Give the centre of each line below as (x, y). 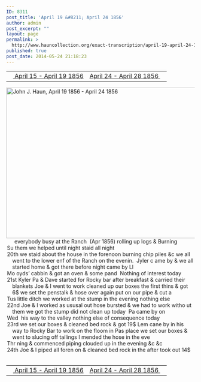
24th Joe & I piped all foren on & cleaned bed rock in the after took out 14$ (99, 350)
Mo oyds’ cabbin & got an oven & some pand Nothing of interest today (94, 273)
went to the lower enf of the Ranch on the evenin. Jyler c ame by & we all (103, 260)
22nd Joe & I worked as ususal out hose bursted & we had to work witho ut (99, 305)
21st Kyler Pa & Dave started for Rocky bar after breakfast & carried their (96, 279)
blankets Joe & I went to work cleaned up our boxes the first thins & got (100, 286)
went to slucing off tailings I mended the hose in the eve (81, 337)
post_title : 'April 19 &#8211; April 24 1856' (65, 17)
